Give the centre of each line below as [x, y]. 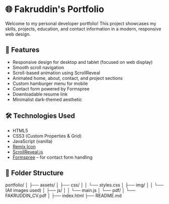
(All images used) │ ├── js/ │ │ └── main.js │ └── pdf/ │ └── [70, 190]
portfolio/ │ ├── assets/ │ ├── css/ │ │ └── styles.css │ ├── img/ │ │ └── [84, 185]
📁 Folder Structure [34, 173]
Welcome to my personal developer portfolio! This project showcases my [81, 23]
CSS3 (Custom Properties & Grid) [47, 136]
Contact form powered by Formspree [51, 88]
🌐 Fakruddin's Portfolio [55, 9]
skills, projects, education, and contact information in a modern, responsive [83, 29]
